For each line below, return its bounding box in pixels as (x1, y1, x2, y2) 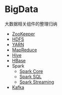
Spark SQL (19, 73, 42, 79)
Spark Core (19, 68, 43, 74)
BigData (4, 4, 38, 15)
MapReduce (11, 47, 37, 53)
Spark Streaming (19, 79, 54, 85)
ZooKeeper (11, 31, 35, 37)
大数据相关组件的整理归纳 (4, 21, 57, 27)
